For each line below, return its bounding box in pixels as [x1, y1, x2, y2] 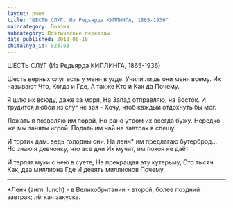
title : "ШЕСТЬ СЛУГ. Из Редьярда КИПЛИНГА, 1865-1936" [7, 17, 169, 24]
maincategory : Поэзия [7, 23, 70, 30]
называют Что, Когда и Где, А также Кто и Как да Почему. [7, 83, 180, 90]
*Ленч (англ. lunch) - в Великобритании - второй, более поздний [7, 185, 200, 193]
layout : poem [7, 10, 45, 17]
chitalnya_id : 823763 [7, 42, 70, 49]
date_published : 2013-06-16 [7, 36, 89, 43]
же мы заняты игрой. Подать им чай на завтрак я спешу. [7, 124, 176, 132]
